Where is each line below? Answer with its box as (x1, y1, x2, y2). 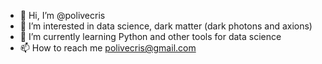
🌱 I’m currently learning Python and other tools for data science (19, 31, 282, 42)
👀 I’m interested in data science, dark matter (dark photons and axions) (19, 20, 313, 32)
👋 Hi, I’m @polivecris (19, 10, 106, 21)
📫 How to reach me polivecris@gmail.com (19, 42, 197, 54)
